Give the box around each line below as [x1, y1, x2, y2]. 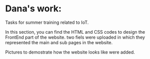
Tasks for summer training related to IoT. [5, 19, 89, 25]
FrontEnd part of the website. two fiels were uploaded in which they [5, 34, 145, 40]
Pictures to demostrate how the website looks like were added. [5, 49, 135, 55]
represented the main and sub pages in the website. [5, 39, 113, 45]
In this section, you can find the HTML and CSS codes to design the [5, 29, 145, 35]
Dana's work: [5, 3, 62, 14]
